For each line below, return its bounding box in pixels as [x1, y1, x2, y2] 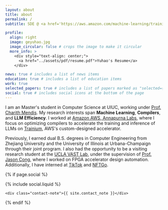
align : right [9, 35, 37, 40]
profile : [5, 30, 23, 35]
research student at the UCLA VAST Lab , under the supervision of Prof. [5, 151, 152, 157]
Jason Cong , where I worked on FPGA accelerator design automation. [5, 156, 149, 162]
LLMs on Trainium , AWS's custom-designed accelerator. [5, 125, 121, 131]
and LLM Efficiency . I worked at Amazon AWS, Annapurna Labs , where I [5, 114, 155, 120]
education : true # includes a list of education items [5, 76, 122, 81]
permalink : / [5, 16, 32, 21]
